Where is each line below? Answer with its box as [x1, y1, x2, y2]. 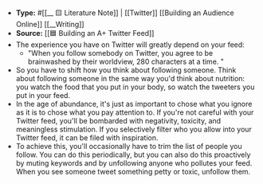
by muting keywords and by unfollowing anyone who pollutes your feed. [15, 159, 253, 167]
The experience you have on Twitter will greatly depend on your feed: [15, 40, 245, 49]
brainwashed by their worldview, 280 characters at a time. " [27, 57, 225, 66]
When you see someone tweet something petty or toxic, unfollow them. [15, 167, 251, 176]
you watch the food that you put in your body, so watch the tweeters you [15, 82, 255, 92]
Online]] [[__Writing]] [15, 20, 85, 29]
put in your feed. [15, 91, 70, 100]
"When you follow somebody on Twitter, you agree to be [27, 49, 214, 57]
